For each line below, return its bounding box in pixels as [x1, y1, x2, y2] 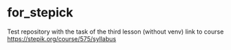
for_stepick [7, 5, 74, 21]
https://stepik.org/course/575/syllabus [7, 34, 117, 42]
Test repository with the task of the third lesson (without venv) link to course [7, 27, 224, 36]
